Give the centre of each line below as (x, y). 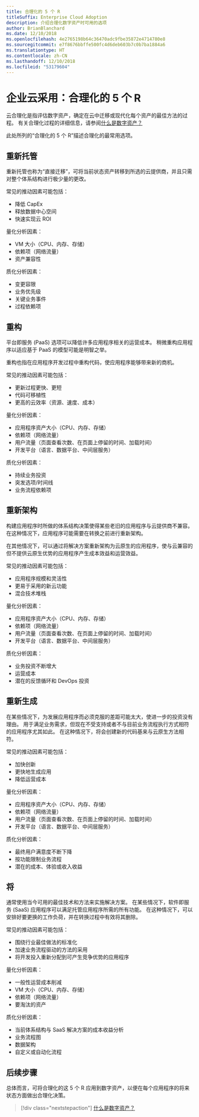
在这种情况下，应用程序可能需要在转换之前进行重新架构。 (76, 533)
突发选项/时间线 (34, 482)
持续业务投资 (30, 475)
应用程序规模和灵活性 (41, 578)
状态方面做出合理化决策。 (37, 1096)
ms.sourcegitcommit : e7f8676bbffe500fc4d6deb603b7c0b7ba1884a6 (86, 45)
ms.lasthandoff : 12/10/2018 (41, 61)
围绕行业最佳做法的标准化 (46, 942)
